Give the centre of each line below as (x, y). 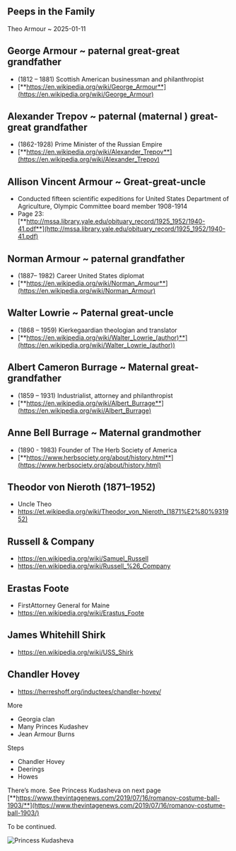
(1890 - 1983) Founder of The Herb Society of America (97, 450)
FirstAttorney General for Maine (64, 605)
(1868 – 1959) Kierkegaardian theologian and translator (98, 330)
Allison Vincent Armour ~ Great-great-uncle (107, 182)
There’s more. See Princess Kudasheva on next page (84, 790)
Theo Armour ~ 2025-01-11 (47, 28)
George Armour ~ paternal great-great (94, 51)
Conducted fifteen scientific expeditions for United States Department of (123, 199)
